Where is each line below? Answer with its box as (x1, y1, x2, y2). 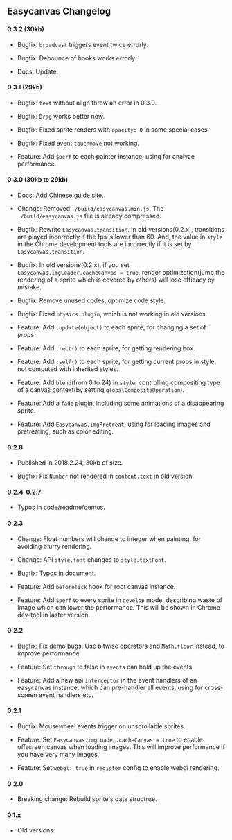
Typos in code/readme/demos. (17, 503, 105, 512)
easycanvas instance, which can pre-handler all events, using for (17, 683, 204, 692)
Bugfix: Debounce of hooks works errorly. (17, 53, 137, 62)
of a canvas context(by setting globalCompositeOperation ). (17, 386, 185, 394)
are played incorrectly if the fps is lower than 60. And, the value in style (17, 232, 223, 241)
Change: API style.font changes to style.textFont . (17, 555, 166, 564)
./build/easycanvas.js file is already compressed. (17, 212, 161, 220)
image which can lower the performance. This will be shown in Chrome (17, 603, 220, 611)
